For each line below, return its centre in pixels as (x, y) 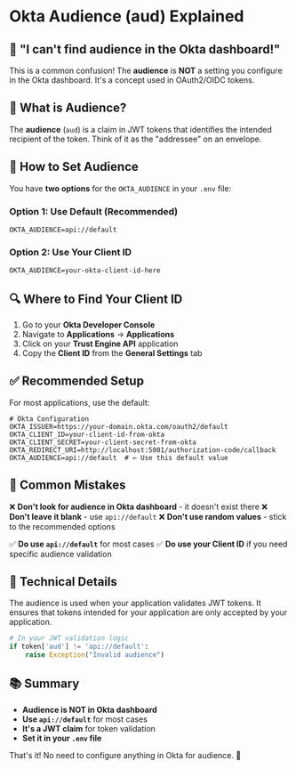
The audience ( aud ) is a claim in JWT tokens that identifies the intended (141, 129)
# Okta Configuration (49, 419)
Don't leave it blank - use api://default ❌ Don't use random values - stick (148, 516)
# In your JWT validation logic (69, 638)
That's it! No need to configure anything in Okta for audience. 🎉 (125, 755)
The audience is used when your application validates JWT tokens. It (136, 603)
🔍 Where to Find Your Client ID (96, 299)
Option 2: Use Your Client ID (70, 252)
